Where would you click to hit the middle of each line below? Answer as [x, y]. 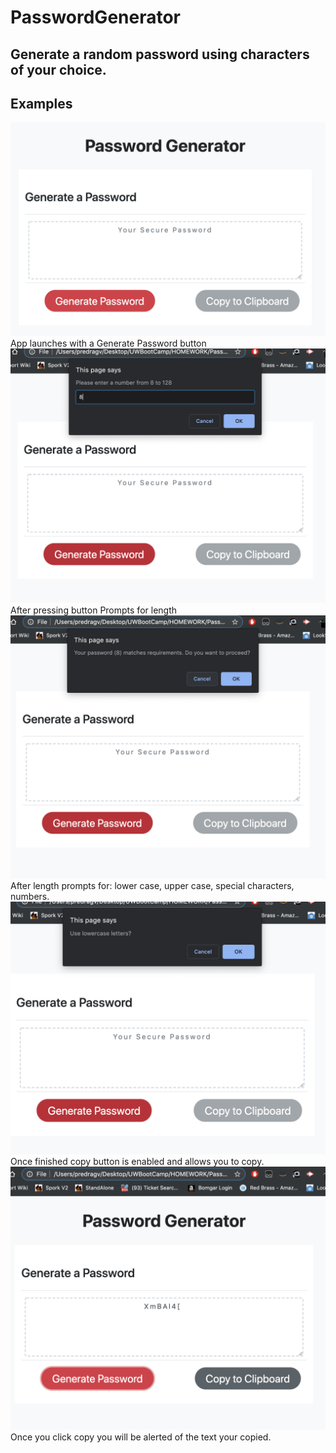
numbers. [30, 897]
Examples [41, 103]
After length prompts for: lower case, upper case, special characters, [152, 886]
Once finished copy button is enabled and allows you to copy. [137, 1161]
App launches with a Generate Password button [108, 343]
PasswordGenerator [96, 17]
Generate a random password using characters [160, 54]
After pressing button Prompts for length [94, 610]
